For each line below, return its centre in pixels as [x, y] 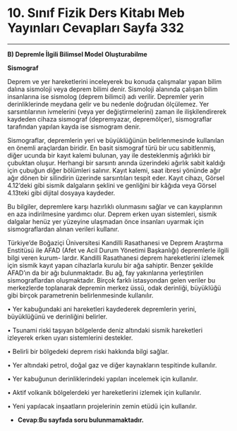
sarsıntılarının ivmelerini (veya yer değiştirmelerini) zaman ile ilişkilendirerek [117, 112]
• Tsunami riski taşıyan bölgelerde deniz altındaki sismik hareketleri [105, 330]
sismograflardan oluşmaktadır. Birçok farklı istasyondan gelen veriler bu [111, 280]
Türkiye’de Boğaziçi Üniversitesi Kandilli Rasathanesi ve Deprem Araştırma [115, 242]
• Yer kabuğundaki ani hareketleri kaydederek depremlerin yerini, [102, 309]
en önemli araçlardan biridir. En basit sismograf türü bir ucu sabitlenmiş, [112, 148]
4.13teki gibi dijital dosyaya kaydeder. [61, 193]
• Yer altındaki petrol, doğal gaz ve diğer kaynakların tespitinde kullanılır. [112, 365]
